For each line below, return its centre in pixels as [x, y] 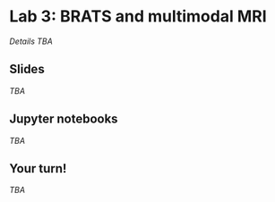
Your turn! [38, 168]
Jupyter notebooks [64, 119]
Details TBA [31, 41]
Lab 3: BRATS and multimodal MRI [138, 17]
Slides [27, 69]
